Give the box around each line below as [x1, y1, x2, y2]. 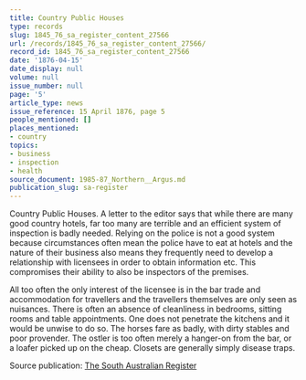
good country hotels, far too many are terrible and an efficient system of [9, 218, 281, 229]
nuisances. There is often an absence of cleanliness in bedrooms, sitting [9, 303, 282, 315]
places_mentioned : [9, 124, 79, 133]
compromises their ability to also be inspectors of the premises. [9, 267, 249, 278]
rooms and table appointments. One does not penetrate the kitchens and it [9, 313, 290, 324]
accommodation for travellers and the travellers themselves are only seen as [9, 294, 298, 305]
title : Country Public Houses [9, 13, 125, 23]
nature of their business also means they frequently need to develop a [9, 248, 274, 259]
